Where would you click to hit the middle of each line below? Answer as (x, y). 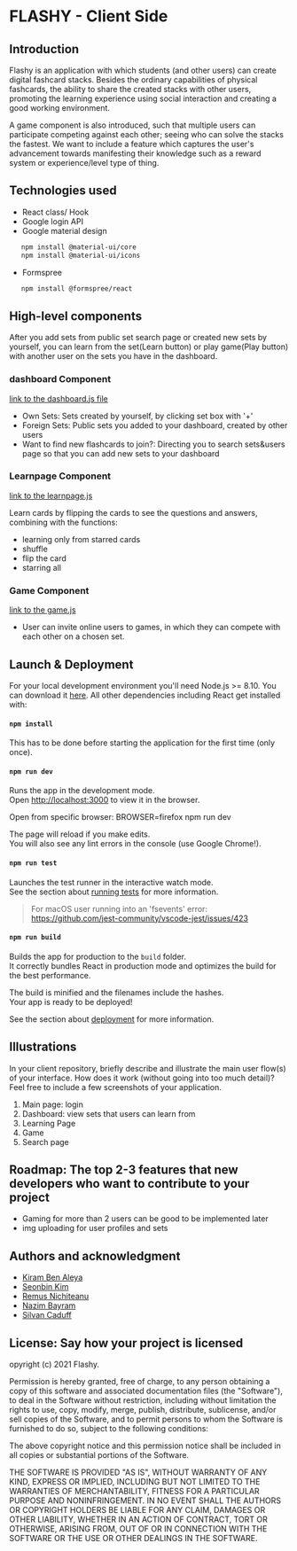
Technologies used (63, 191)
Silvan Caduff (47, 1315)
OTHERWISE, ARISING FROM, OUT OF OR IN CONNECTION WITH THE (138, 1529)
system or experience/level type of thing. (84, 163)
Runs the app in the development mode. (82, 791)
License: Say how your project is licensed (126, 1343)
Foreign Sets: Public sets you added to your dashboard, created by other (155, 425)
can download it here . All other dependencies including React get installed (145, 695)
